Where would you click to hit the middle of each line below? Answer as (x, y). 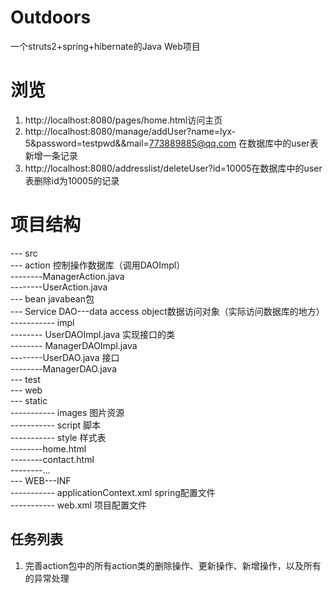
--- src (24, 253)
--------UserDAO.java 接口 (65, 357)
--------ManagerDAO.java (64, 368)
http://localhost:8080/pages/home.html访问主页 (123, 120)
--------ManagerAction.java (67, 276)
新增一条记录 (51, 155)
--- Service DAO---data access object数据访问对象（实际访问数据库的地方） (167, 311)
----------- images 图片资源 (67, 412)
